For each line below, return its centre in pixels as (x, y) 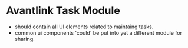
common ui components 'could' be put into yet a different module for (98, 32)
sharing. (25, 39)
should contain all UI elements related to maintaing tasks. (84, 27)
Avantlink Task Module (63, 11)
